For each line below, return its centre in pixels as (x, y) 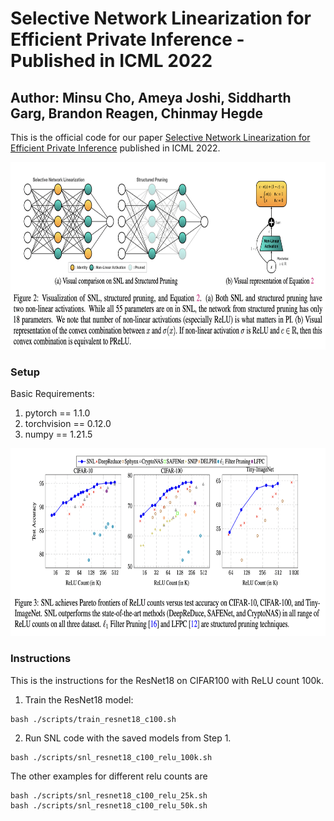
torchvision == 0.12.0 (68, 424)
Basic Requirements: (52, 394)
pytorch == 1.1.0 (57, 413)
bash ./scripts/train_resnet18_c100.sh (93, 719)
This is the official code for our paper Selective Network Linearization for (160, 137)
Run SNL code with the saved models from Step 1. (128, 738)
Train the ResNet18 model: (79, 699)
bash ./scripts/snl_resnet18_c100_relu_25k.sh (109, 795)
